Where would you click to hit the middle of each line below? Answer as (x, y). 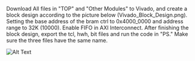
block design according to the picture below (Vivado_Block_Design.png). (97, 15)
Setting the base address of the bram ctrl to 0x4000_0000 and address (95, 21)
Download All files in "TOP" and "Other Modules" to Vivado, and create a (97, 9)
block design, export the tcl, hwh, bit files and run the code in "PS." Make (97, 34)
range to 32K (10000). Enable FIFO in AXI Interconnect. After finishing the (97, 28)
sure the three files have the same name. (57, 40)
